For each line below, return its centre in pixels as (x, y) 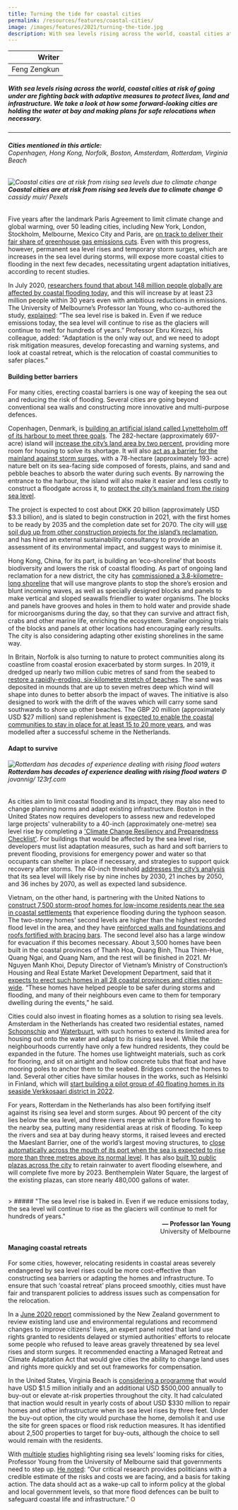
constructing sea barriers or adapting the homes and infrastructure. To (111, 1278)
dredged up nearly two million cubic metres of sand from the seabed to (112, 672)
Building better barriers (43, 376)
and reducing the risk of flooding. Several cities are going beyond (103, 400)
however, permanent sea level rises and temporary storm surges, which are (118, 249)
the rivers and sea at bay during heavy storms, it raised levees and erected (117, 1135)
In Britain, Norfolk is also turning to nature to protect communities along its (116, 657)
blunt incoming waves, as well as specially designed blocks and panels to (115, 591)
